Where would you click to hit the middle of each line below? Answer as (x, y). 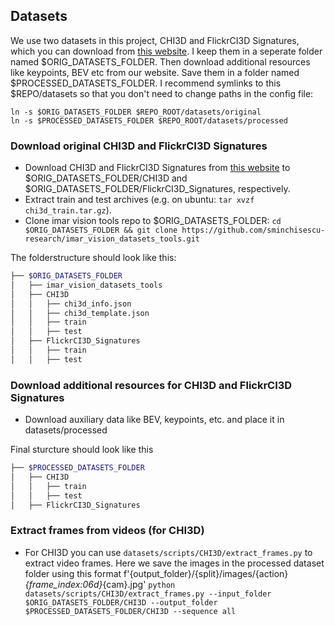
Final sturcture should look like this (82, 450)
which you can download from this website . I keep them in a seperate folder (166, 51)
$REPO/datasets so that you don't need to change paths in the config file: (162, 93)
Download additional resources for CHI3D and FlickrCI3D (151, 385)
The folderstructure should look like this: (93, 258)
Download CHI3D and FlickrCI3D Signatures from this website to (157, 168)
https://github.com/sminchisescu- (253, 230)
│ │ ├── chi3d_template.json (80, 313)
